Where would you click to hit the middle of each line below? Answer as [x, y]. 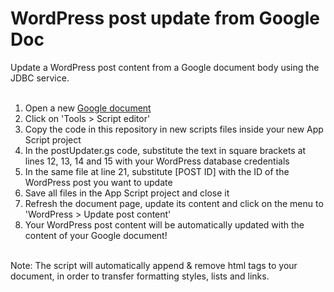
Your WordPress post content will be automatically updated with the [164, 224]
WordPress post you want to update [98, 182]
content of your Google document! [96, 235]
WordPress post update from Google [165, 18]
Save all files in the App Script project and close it [127, 193]
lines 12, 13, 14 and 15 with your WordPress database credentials [157, 161]
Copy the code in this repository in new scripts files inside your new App [174, 129]
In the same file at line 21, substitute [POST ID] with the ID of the [157, 171]
